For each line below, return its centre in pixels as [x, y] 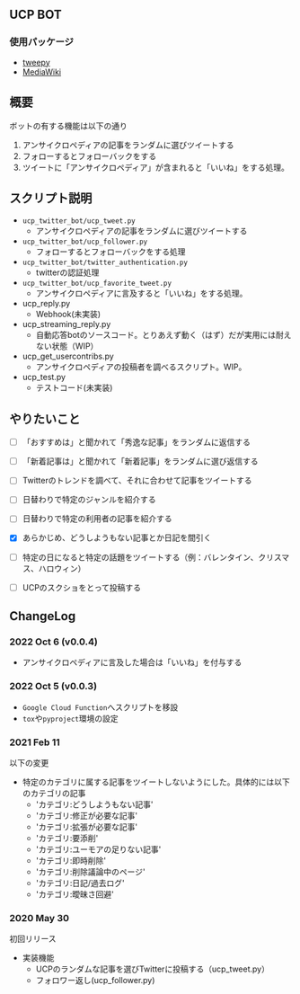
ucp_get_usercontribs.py [68, 356]
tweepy [36, 62]
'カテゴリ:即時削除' [71, 860]
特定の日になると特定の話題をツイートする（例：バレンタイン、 [140, 557]
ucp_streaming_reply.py [66, 324]
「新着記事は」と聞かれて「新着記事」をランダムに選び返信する [140, 461]
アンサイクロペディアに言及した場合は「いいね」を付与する [132, 662]
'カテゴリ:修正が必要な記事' [87, 815]
